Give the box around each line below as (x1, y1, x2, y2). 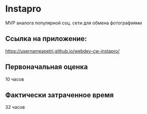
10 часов (5, 76, 24, 82)
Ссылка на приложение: (5, 34, 87, 43)
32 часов (5, 104, 25, 110)
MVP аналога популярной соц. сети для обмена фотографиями (5, 20, 142, 26)
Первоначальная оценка (5, 63, 88, 71)
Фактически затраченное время (5, 91, 114, 99)
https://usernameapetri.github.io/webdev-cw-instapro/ (5, 48, 120, 54)
